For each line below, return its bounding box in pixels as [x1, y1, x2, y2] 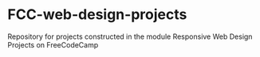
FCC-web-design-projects [7, 6, 187, 24]
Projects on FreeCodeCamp [7, 40, 99, 49]
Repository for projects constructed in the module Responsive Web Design [7, 32, 253, 41]
